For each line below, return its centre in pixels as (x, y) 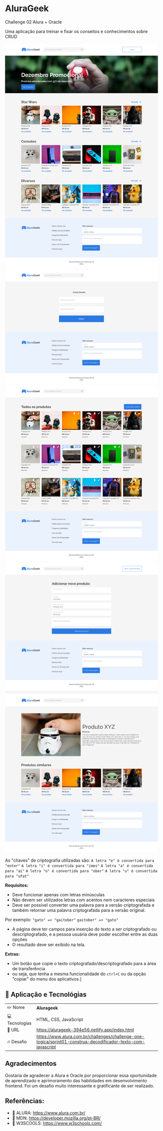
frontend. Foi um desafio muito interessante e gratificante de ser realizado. (80, 1086)
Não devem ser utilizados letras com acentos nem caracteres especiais (83, 900)
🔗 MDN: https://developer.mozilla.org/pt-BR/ (56, 1118)
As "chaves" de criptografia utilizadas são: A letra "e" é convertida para (80, 860)
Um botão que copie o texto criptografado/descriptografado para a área (84, 964)
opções (20, 940)
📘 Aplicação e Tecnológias (46, 994)
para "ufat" (17, 876)
